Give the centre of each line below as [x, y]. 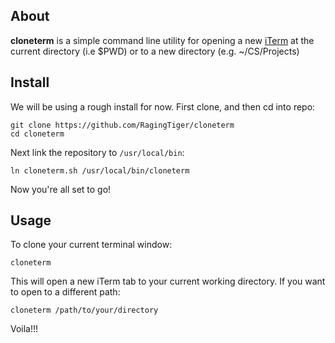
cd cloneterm [37, 134]
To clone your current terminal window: [91, 245]
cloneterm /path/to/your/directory [84, 310]
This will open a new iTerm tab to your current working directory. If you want [168, 281]
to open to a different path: [65, 292]
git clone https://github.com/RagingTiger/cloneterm [122, 125]
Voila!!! [24, 329]
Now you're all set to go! [61, 189]
